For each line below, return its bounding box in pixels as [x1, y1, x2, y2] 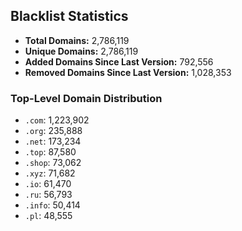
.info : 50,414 [24, 199, 81, 211]
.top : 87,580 [24, 146, 77, 158]
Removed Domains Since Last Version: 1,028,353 [24, 66, 232, 78]
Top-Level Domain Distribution [10, 91, 163, 105]
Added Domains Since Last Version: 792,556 [24, 55, 214, 68]
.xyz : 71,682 [24, 167, 76, 179]
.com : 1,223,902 [24, 114, 90, 126]
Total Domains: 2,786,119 [24, 34, 130, 46]
